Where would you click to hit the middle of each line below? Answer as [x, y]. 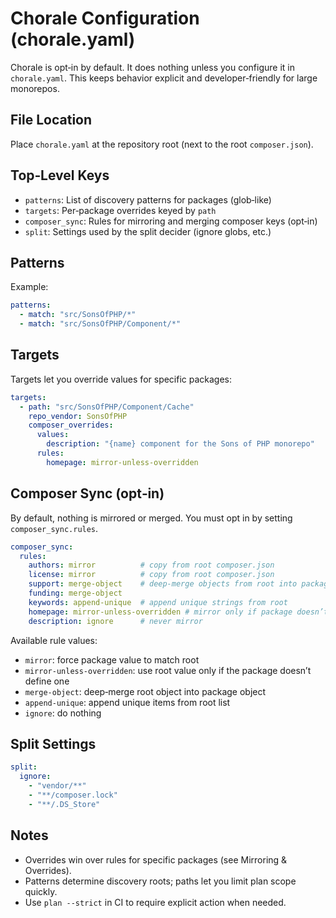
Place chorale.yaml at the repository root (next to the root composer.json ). [162, 144]
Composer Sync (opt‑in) [87, 493]
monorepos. [35, 88]
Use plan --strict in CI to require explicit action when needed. [155, 902]
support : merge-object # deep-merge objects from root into [163, 584]
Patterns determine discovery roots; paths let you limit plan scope [160, 881]
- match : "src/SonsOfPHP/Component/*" [100, 324]
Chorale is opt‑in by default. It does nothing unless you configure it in [152, 67]
